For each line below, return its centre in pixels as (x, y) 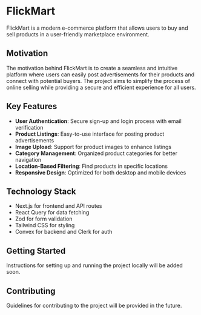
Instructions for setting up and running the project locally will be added (94, 265)
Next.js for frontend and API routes (58, 206)
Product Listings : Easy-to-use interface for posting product (90, 134)
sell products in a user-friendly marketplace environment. (78, 34)
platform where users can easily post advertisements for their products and (100, 75)
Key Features (32, 106)
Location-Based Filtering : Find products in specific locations (91, 166)
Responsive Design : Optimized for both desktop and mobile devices (100, 172)
